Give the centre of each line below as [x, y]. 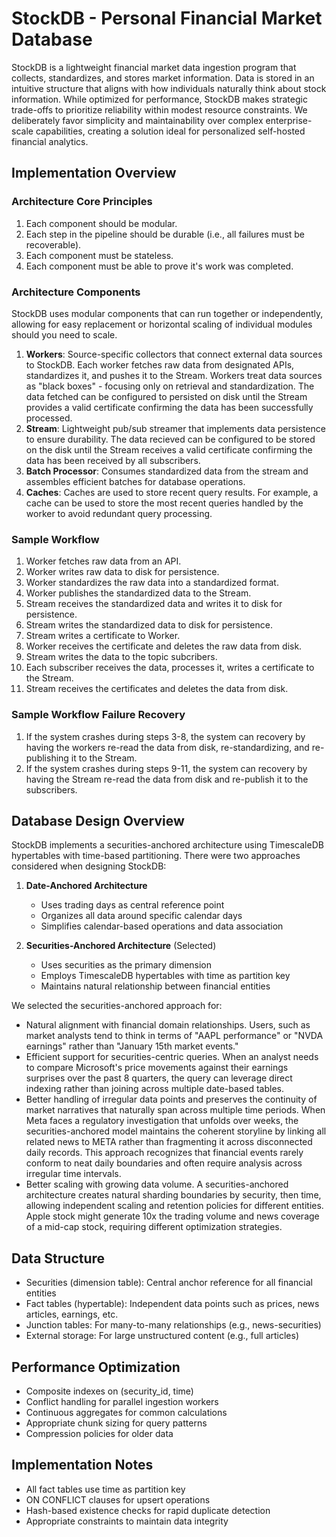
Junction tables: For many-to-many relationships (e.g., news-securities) [173, 1325]
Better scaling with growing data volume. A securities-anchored [157, 1184]
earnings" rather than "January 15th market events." [132, 1046]
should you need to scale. [64, 334]
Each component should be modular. [101, 223]
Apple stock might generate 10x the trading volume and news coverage [172, 1216]
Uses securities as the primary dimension [126, 965]
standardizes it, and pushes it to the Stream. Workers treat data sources [174, 375]
